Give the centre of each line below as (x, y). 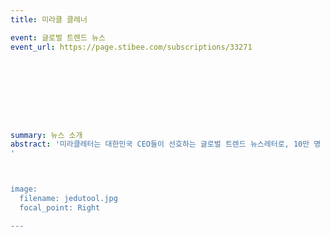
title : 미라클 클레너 (49, 19)
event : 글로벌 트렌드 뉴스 (58, 37)
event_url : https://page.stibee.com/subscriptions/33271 (131, 47)
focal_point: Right (60, 207)
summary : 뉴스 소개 (46, 135)
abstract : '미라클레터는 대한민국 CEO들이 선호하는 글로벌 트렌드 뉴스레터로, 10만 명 (166, 144)
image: (24, 189)
